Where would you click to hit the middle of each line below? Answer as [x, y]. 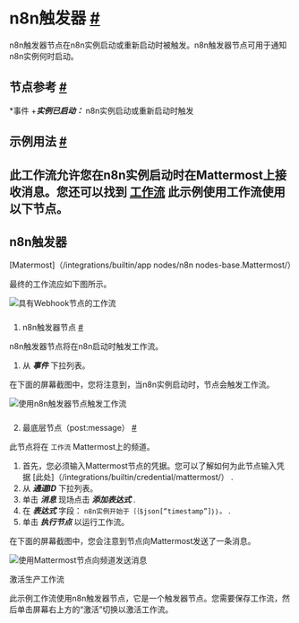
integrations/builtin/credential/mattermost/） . [149, 478]
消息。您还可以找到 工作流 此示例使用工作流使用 [153, 192]
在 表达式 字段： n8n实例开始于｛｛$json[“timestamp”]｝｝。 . [126, 511]
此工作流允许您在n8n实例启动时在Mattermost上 [142, 175]
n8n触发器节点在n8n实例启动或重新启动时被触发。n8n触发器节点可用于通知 [148, 45]
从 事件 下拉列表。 [56, 365]
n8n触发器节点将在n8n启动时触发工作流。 [86, 347]
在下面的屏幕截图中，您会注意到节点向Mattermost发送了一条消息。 [132, 541]
